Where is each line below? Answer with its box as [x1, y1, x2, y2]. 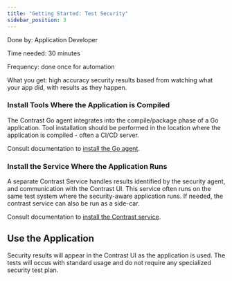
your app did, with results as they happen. [7, 83, 127, 91]
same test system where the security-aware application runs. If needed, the [7, 192, 224, 201]
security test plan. [7, 266, 59, 274]
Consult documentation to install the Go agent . [7, 144, 141, 152]
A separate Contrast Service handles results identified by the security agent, [7, 177, 226, 185]
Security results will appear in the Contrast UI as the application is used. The [7, 251, 226, 260]
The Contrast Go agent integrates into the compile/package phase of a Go [7, 116, 219, 125]
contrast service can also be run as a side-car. [7, 199, 140, 208]
